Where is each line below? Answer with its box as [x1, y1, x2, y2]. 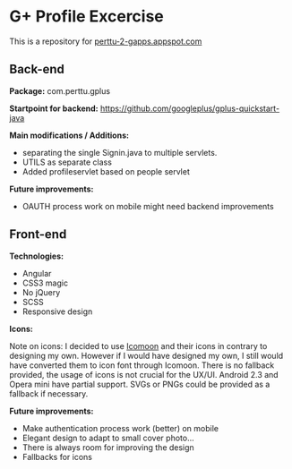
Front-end [9, 226, 67, 243]
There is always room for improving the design [21, 441, 194, 453]
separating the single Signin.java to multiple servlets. [21, 147, 218, 158]
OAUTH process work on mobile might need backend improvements [21, 200, 275, 211]
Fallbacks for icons [21, 451, 92, 462]
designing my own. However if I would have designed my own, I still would [9, 350, 284, 361]
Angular [21, 268, 52, 278]
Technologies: [9, 251, 64, 261]
